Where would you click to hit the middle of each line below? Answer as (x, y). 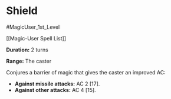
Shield (22, 11)
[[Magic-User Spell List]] (36, 38)
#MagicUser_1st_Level (33, 27)
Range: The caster (29, 61)
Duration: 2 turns (27, 49)
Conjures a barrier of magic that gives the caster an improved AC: (86, 72)
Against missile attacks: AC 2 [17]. (57, 84)
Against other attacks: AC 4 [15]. (55, 90)
